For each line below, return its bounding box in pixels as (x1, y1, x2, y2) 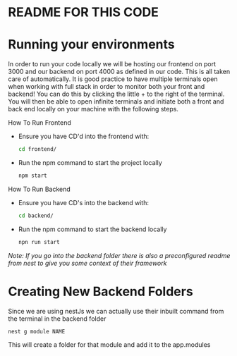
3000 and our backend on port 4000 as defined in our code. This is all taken (8, 68, 231, 76)
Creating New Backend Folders (8, 283, 193, 300)
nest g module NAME (8, 328, 66, 335)
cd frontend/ (18, 146, 57, 153)
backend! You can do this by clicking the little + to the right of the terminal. (8, 90, 225, 99)
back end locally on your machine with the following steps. (8, 105, 179, 113)
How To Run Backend (8, 185, 71, 193)
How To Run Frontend (8, 118, 71, 127)
